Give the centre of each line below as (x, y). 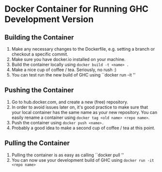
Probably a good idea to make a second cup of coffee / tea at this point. (83, 128)
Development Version (49, 19)
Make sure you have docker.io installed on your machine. (68, 59)
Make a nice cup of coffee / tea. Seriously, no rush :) (64, 70)
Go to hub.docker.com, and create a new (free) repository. (70, 102)
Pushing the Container (39, 90)
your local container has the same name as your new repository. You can (84, 112)
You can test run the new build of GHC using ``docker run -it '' (73, 75)
